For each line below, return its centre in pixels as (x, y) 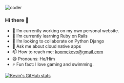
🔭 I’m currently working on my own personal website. (66, 31)
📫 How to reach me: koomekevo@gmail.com (58, 52)
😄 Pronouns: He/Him (33, 59)
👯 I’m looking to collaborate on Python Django (58, 41)
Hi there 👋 (17, 20)
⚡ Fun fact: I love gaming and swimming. (53, 64)
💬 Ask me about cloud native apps (47, 46)
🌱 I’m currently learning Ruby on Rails (50, 36)
